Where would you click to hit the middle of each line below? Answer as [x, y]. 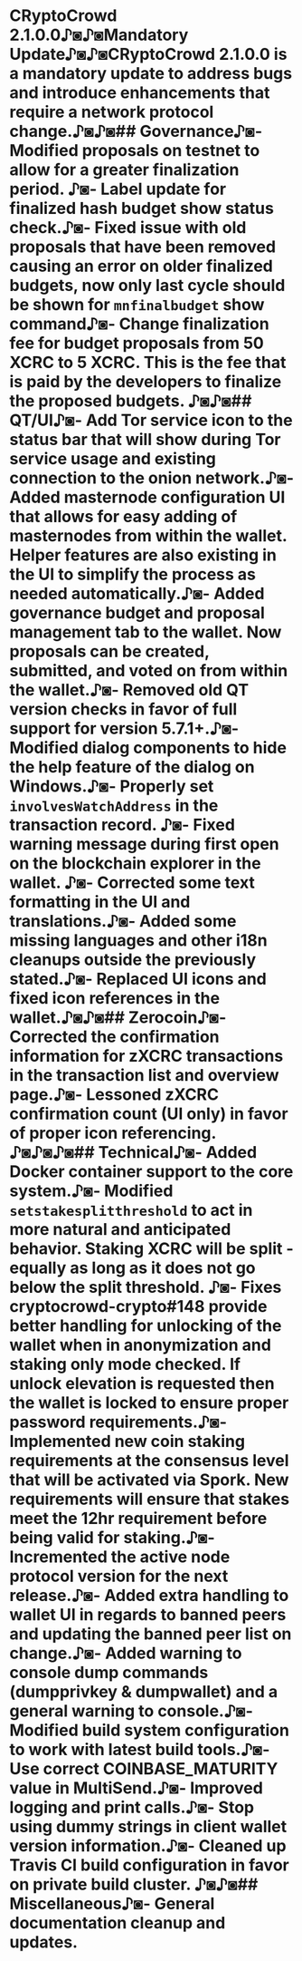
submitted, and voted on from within [149, 671]
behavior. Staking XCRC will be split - [151, 1249]
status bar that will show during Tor [145, 440]
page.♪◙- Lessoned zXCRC [114, 1095]
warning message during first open [145, 845]
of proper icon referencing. [113, 1133]
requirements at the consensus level [149, 1461]
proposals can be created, [109, 651]
